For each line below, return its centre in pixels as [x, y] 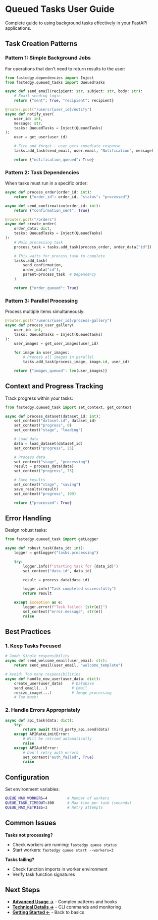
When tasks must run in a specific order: [47, 183]
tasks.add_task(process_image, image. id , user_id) [76, 362]
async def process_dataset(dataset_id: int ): [53, 416]
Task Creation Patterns [41, 44]
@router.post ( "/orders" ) [31, 219]
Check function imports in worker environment [60, 869]
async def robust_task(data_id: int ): [45, 548]
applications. [18, 28]
